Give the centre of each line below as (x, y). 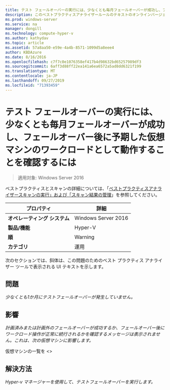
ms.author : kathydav (27, 38)
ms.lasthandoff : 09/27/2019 (35, 81)
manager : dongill (24, 29)
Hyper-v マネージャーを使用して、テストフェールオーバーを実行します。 (80, 382)
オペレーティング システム (39, 218)
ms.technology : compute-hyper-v (39, 33)
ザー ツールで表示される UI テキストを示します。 (56, 266)
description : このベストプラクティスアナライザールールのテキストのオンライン (78, 15)
